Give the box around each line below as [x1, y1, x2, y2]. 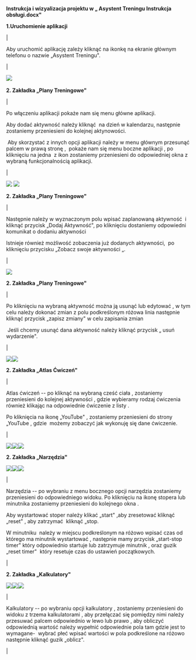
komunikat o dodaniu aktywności [6, 228, 87, 235]
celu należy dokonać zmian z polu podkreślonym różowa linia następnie [6, 309, 180, 316]
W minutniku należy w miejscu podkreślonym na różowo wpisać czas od [6, 529, 183, 536]
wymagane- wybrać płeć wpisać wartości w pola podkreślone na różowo [6, 630, 185, 636]
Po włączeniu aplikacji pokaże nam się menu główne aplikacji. [6, 110, 156, 117]
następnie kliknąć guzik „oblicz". [6, 636, 85, 643]
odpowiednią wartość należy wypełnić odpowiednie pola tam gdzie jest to [6, 623, 185, 631]
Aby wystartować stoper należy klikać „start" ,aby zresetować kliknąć [6, 511, 175, 518]
